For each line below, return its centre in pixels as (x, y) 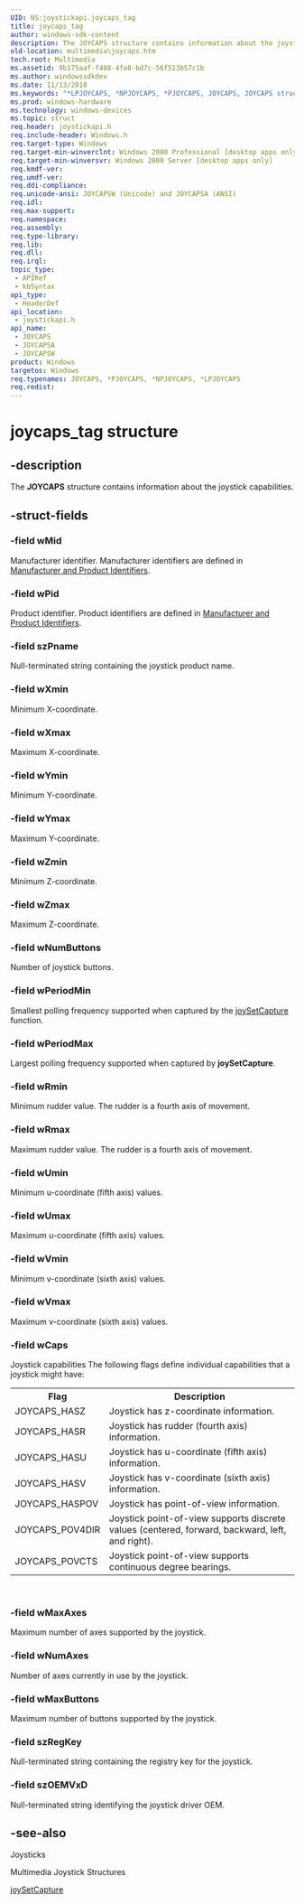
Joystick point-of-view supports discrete (197, 1518)
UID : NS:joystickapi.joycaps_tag (73, 18)
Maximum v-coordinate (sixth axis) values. (89, 1321)
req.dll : (27, 253)
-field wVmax (41, 1302)
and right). (131, 1541)
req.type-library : (45, 236)
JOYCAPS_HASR (51, 1432)
